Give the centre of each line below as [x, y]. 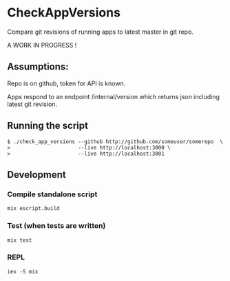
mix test [20, 240]
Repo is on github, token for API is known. [66, 83]
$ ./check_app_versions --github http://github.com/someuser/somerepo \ [115, 142]
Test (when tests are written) [56, 226]
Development [37, 175]
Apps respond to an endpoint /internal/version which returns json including [114, 96]
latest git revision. [32, 104]
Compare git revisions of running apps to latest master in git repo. [101, 32]
